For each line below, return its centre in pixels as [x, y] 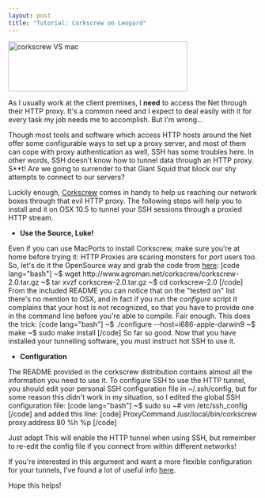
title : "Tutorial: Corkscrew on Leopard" [78, 23]
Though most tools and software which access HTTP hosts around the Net [130, 135]
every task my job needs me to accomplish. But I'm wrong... [106, 119]
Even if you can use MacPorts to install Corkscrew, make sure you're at [124, 248]
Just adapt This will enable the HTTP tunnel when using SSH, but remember [132, 438]
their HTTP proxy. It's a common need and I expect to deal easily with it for [130, 111]
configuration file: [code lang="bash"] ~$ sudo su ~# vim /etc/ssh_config [128, 405]
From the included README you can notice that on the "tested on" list [122, 290]
